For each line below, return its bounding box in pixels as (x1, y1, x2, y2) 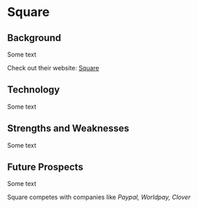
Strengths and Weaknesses (7, 122, 130, 134)
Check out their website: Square (7, 64, 99, 72)
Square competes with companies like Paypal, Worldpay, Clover (7, 193, 191, 202)
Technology (7, 84, 60, 96)
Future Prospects (7, 161, 83, 173)
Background (7, 32, 61, 44)
